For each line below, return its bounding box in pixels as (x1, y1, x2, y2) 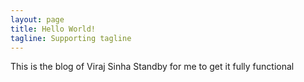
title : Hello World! (10, 24, 97, 34)
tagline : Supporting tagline (10, 33, 132, 43)
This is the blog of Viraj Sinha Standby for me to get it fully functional (10, 61, 295, 73)
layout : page (10, 14, 65, 25)
